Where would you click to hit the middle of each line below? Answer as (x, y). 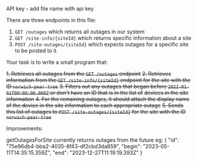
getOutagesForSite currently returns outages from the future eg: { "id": (93, 140)
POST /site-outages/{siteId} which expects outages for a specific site (101, 44)
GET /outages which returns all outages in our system (80, 32)
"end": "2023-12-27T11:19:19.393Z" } (97, 152)
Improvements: (25, 128)
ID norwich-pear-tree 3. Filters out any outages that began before (87, 86)
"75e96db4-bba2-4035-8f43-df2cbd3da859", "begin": (74, 146)
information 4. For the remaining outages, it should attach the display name (98, 99)
